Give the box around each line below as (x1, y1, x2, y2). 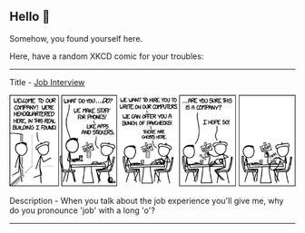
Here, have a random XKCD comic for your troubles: (9, 51, 204, 62)
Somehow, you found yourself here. (9, 33, 143, 44)
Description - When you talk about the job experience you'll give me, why (9, 195, 284, 206)
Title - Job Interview (9, 76, 85, 87)
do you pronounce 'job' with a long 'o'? (9, 205, 156, 216)
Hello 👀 (9, 9, 51, 24)
